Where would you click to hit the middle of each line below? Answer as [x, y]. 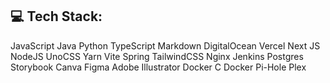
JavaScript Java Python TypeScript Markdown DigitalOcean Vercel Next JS [165, 45]
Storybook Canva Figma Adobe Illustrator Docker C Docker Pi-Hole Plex [158, 67]
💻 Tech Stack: [56, 16]
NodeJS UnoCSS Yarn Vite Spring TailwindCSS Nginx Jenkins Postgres [157, 56]
